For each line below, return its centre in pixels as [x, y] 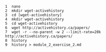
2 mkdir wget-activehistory [35, 11]
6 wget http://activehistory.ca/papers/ [48, 28]
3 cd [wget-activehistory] [34, 15]
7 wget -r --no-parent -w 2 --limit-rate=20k [53, 32]
